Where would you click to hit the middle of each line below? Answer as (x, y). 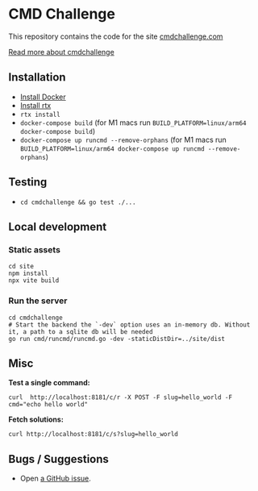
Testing (28, 182)
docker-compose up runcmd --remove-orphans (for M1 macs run (123, 139)
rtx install (40, 114)
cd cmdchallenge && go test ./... (78, 202)
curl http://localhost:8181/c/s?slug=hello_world (94, 435)
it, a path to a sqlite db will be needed (81, 331)
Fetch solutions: (36, 419)
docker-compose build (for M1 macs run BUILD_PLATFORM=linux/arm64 (133, 123)
